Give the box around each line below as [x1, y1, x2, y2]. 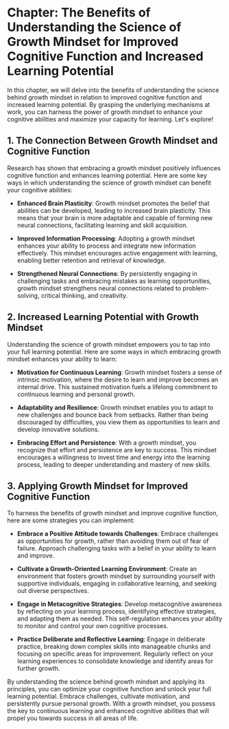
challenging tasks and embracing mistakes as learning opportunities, [16, 277, 212, 285]
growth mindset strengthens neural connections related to [16, 283, 182, 292]
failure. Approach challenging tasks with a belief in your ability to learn [16, 544, 216, 553]
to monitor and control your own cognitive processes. [16, 622, 169, 630]
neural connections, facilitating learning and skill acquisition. [16, 221, 189, 229]
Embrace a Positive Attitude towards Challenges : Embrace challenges [16, 530, 219, 538]
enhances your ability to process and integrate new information [16, 242, 197, 250]
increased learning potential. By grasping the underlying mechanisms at [7, 100, 210, 108]
